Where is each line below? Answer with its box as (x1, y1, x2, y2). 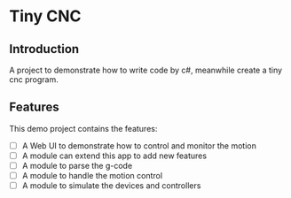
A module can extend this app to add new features (21, 150, 207, 161)
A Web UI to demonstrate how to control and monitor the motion (21, 140, 257, 151)
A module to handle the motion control (21, 171, 162, 180)
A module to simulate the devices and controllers (21, 180, 201, 191)
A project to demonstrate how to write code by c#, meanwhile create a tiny (9, 65, 282, 75)
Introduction (9, 42, 80, 57)
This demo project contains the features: (9, 123, 158, 133)
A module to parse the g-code (21, 160, 133, 171)
